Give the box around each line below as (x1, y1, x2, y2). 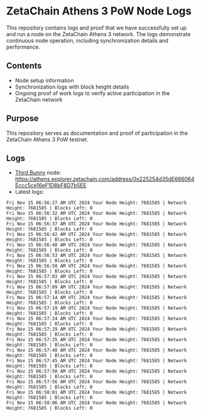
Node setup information (14, 76, 74, 84)
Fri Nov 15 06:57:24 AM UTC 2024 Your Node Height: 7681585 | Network (6, 316, 187, 322)
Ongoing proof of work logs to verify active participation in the (14, 89, 170, 97)
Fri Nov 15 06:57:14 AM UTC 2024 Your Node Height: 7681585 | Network (6, 295, 187, 301)
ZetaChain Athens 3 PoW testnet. (6, 135, 88, 143)
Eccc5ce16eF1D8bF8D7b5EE (14, 182, 87, 189)
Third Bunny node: (14, 169, 61, 176)
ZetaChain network (14, 96, 63, 103)
